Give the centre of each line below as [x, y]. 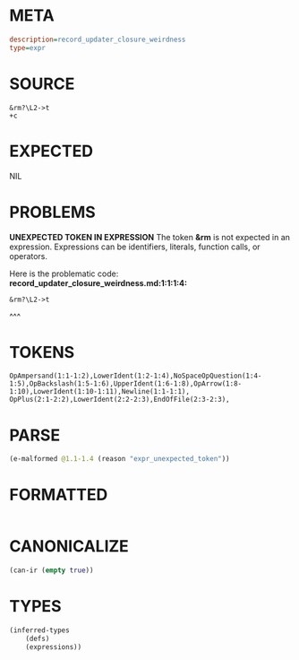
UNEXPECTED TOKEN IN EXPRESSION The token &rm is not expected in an [150, 237]
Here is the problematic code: [64, 274]
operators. [28, 256]
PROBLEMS [52, 212]
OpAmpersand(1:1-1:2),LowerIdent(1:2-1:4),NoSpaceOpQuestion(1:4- [136, 376]
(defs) [38, 638]
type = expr [28, 48]
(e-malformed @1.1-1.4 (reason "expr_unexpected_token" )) [120, 459]
